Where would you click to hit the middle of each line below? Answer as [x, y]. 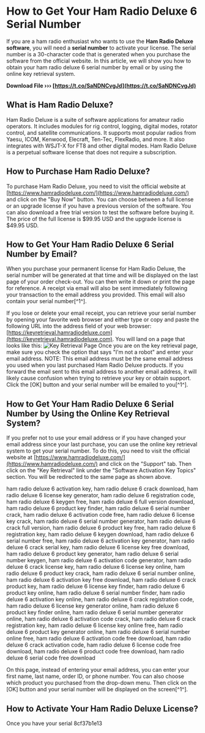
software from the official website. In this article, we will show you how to [99, 61]
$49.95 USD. [23, 225]
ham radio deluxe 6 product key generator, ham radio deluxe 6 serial [92, 554]
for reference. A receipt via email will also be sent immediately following [97, 288]
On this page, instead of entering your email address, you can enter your [98, 670]
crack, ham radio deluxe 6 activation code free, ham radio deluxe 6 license [100, 515]
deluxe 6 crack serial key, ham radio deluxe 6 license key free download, [98, 547]
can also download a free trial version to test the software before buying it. [100, 212]
